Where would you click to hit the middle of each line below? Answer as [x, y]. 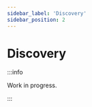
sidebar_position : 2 [36, 20]
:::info [15, 72]
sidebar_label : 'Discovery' [47, 13]
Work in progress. [32, 85]
